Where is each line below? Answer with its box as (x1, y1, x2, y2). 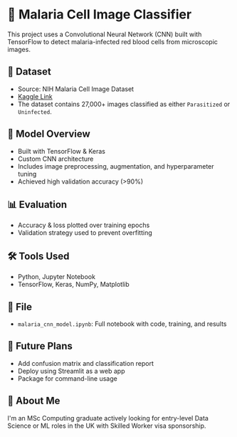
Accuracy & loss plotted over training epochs (17, 221, 150, 230)
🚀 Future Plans (7, 340, 73, 352)
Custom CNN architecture (17, 154, 94, 163)
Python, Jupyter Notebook (17, 273, 96, 281)
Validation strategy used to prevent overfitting (17, 228, 153, 237)
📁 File (7, 300, 32, 312)
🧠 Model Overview (7, 128, 90, 140)
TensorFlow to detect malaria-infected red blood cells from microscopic (7, 37, 218, 46)
